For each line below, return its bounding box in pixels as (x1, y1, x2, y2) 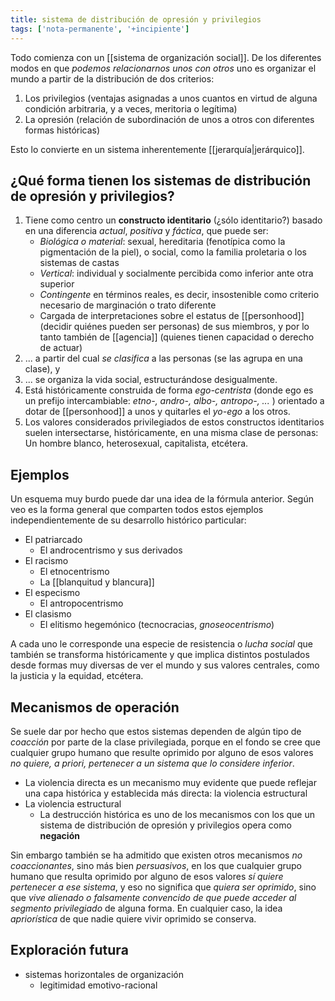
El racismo (24, 555, 69, 567)
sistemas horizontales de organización (24, 968, 184, 980)
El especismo (24, 587, 81, 599)
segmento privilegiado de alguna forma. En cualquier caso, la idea (10, 902, 283, 914)
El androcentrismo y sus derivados (39, 544, 183, 556)
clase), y (24, 363, 61, 375)
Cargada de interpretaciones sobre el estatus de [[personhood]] (39, 310, 305, 322)
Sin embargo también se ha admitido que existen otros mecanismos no (10, 849, 303, 861)
